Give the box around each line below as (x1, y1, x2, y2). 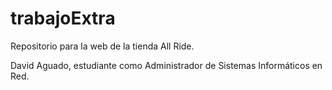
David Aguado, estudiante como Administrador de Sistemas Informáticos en (10, 59, 323, 71)
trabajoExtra (10, 7, 116, 30)
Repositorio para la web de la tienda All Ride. (10, 40, 195, 52)
